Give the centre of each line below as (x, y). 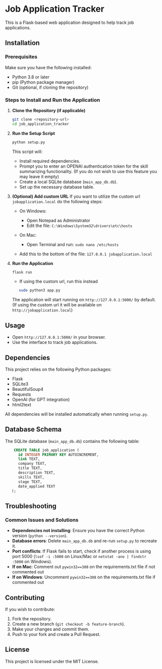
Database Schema (33, 430)
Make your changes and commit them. (51, 629)
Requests (21, 394)
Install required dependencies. (50, 161)
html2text (22, 404)
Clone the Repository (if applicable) (49, 110)
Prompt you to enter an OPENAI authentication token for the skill (84, 166)
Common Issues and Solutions (42, 520)
